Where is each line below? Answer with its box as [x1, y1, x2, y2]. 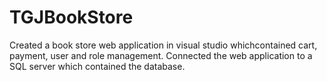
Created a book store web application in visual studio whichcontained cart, [9, 39, 318, 51]
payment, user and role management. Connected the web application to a [9, 49, 313, 61]
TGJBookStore [9, 6, 134, 29]
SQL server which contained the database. [9, 60, 186, 72]
